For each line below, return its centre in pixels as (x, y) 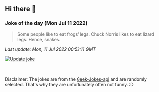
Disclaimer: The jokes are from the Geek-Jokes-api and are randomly (76, 79)
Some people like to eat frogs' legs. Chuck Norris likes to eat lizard (85, 34)
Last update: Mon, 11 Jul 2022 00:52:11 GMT (50, 49)
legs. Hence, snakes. (39, 39)
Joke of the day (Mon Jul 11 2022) (46, 23)
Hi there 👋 (21, 9)
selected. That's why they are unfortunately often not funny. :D (69, 84)
